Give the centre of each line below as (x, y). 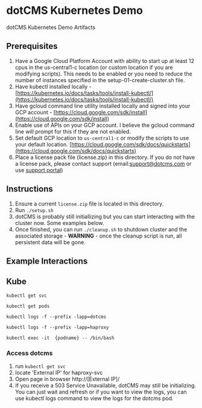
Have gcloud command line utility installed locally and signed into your (103, 106)
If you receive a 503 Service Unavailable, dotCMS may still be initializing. (106, 386)
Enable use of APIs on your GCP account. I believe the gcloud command (105, 125)
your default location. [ (43, 144)
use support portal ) (39, 170)
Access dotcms (30, 353)
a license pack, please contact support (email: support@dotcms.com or (103, 163)
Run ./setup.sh (34, 210)
